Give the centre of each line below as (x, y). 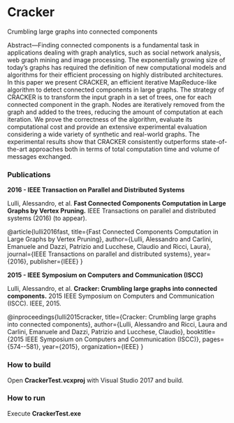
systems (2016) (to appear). (47, 218)
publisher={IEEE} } (57, 261)
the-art (17, 149)
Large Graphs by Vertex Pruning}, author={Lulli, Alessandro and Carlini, (110, 239)
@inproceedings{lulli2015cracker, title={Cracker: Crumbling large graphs (112, 317)
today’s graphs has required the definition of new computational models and (117, 67)
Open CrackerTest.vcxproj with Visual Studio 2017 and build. (95, 380)
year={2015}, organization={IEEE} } (93, 347)
